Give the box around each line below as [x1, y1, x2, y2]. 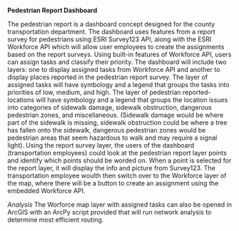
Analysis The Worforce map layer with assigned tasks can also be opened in [7, 200, 232, 209]
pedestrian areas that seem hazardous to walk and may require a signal [7, 133, 218, 142]
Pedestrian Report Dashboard [7, 6, 98, 14]
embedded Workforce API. [7, 187, 86, 195]
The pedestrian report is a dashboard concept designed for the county [7, 20, 215, 28]
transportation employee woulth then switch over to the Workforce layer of [7, 171, 227, 180]
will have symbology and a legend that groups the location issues [35, 96, 228, 104]
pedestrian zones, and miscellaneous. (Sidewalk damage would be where [7, 111, 224, 119]
